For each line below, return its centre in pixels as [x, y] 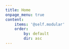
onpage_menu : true [25, 15]
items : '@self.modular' [40, 24]
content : [15, 19]
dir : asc [33, 39]
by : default [37, 34]
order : [21, 29]
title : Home [18, 10]
